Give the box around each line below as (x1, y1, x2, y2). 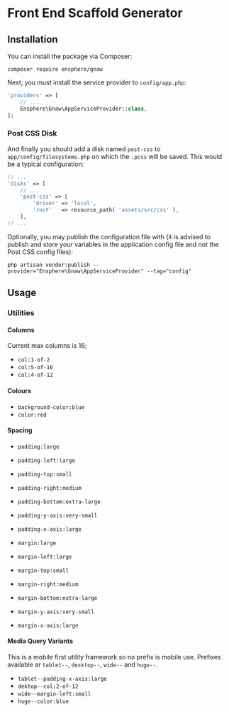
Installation (7, 33, 58, 45)
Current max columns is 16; (7, 341, 87, 350)
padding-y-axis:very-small (17, 512, 98, 519)
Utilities (7, 308, 35, 318)
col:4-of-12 (17, 371, 53, 379)
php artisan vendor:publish (7, 261, 91, 268)
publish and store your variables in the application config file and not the (7, 240, 219, 248)
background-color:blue (17, 403, 85, 411)
